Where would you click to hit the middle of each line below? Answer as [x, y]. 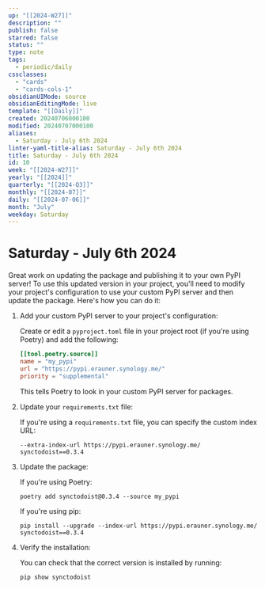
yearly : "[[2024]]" [40, 178]
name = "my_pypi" [48, 362]
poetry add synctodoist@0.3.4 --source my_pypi [99, 496]
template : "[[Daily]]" [45, 112]
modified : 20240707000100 [51, 126]
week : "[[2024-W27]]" [44, 170]
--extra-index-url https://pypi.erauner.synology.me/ [110, 445]
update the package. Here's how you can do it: [84, 301]
